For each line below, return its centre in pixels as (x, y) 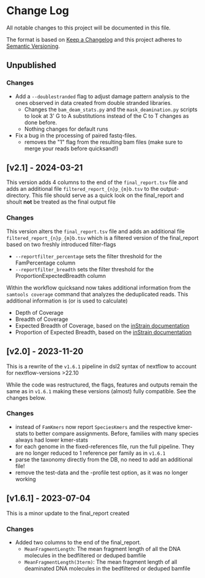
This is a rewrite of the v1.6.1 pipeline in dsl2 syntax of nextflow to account (102, 366)
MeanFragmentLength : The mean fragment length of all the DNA (102, 549)
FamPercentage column (45, 263)
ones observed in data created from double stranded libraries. (94, 102)
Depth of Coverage (39, 312)
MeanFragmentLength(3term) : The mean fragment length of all (101, 561)
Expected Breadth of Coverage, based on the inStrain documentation (102, 325)
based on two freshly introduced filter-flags (61, 244)
